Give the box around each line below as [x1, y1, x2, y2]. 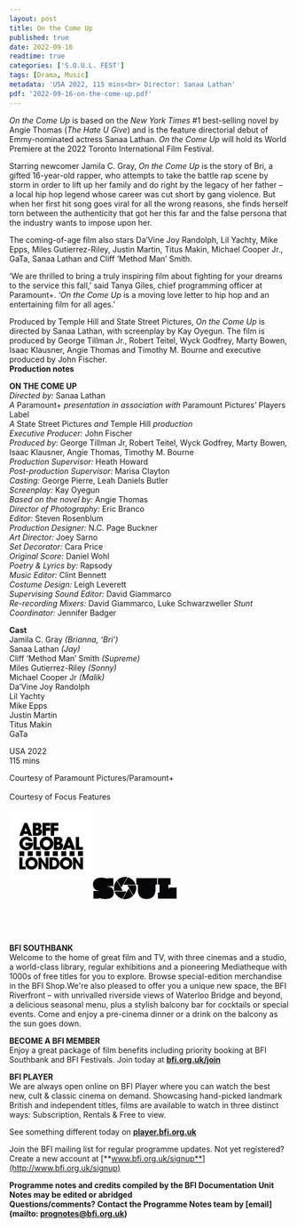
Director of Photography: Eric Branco [9, 503, 145, 514]
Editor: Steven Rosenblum [9, 512, 104, 524]
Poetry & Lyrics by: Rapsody [9, 560, 113, 571]
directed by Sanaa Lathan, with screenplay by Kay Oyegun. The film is [9, 325, 265, 336]
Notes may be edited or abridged [9, 1189, 133, 1200]
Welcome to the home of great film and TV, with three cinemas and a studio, [9, 951, 287, 962]
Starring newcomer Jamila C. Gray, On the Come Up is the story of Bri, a [9, 160, 273, 171]
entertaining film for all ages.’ [9, 299, 115, 309]
